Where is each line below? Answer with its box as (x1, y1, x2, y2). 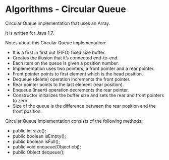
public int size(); (12, 127, 46, 134)
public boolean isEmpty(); (12, 133, 67, 139)
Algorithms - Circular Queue (5, 4, 126, 15)
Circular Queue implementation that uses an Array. (5, 20, 110, 26)
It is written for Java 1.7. (5, 30, 54, 36)
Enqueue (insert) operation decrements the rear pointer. (12, 87, 129, 93)
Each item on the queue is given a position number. (12, 60, 120, 66)
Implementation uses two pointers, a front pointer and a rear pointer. (12, 65, 155, 71)
